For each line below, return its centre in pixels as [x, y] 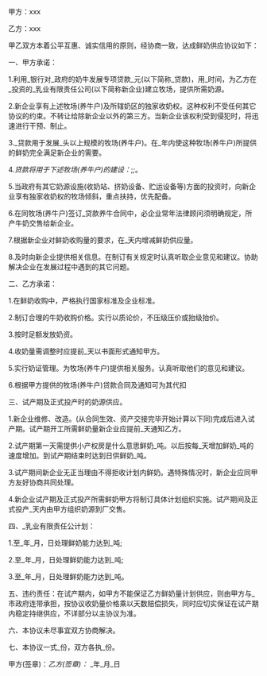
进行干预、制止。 [43, 126]
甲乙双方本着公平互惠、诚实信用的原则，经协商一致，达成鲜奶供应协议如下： [133, 45]
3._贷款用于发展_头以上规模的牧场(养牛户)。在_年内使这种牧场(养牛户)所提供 [132, 143]
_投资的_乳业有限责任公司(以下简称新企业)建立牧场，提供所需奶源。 [118, 89]
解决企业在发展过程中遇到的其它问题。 [71, 267]
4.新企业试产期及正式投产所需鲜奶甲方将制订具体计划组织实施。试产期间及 [130, 499]
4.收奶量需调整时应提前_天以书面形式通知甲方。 [86, 351]
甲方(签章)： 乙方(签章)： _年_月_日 [64, 664]
